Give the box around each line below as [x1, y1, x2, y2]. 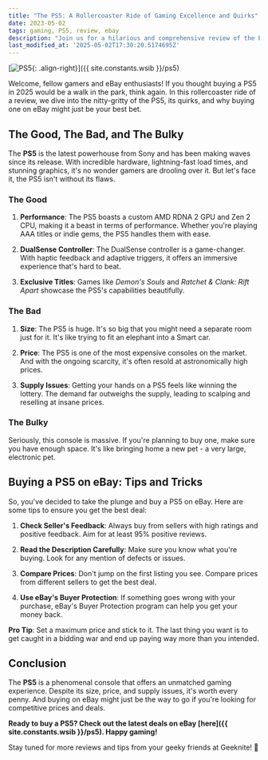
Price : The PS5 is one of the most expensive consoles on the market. [19, 348, 247, 357]
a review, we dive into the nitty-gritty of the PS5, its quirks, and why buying [8, 96, 255, 105]
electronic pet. [8, 452, 56, 462]
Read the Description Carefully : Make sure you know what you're [19, 544, 238, 554]
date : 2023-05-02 [8, 19, 66, 27]
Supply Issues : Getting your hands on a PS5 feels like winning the [19, 380, 238, 390]
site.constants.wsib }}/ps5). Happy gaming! [8, 727, 158, 737]
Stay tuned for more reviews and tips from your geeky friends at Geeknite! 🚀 [8, 742, 259, 752]
